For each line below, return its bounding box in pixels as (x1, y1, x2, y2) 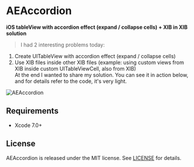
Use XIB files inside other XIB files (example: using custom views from (14, 59, 185, 66)
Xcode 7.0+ (14, 122, 42, 129)
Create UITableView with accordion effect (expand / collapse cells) (14, 52, 176, 59)
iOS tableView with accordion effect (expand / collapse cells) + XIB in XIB (6, 24, 188, 31)
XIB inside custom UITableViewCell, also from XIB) (14, 65, 137, 72)
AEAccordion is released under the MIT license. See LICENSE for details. (6, 154, 182, 161)
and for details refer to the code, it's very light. (14, 78, 127, 85)
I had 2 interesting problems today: (20, 41, 105, 48)
